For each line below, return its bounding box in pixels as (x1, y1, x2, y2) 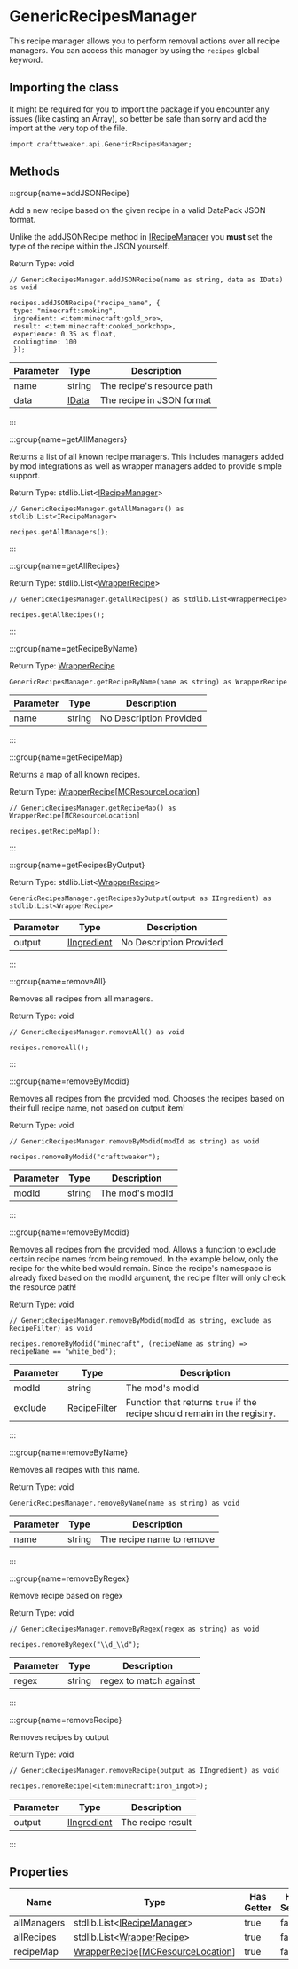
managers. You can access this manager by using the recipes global (9, 44, 260, 55)
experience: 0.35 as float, (12, 329, 117, 338)
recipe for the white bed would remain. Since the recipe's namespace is (9, 1262, 271, 1273)
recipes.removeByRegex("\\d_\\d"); (9, 1640, 141, 1649)
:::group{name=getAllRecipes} (9, 560, 120, 571)
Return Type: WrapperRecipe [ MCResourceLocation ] (9, 786, 200, 796)
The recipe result (121, 1815, 192, 1828)
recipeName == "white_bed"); (9, 1347, 117, 1356)
